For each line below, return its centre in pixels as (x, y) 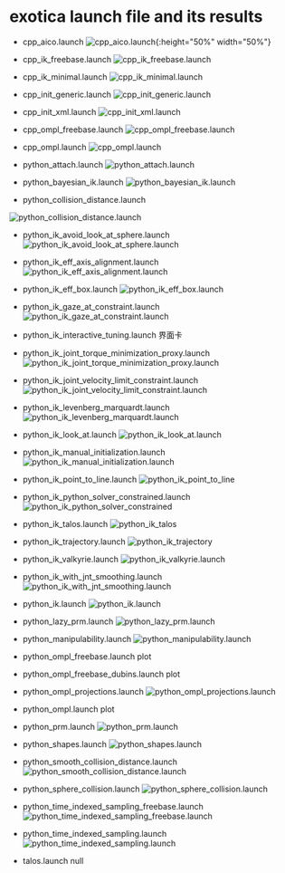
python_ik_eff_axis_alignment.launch (90, 262)
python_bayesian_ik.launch (73, 182)
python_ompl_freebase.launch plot (87, 656)
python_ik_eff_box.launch (70, 289)
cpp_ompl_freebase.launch (73, 130)
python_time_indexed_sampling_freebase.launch (113, 806)
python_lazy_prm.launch (68, 621)
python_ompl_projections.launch (83, 691)
